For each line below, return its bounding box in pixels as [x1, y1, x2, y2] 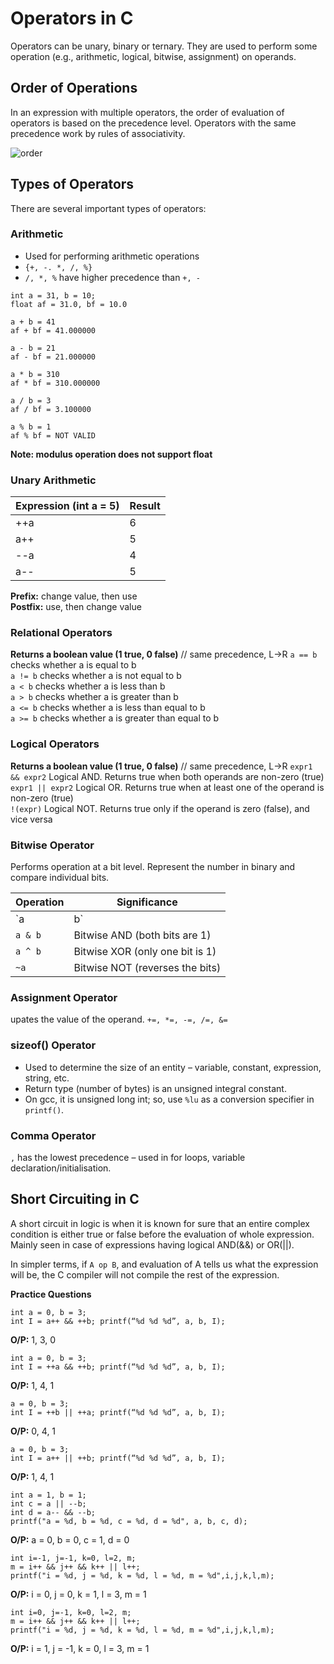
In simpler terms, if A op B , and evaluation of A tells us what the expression [10, 1258, 319, 1270]
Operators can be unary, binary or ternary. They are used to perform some [10, 40, 318, 52]
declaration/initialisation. [10, 1162, 112, 1174]
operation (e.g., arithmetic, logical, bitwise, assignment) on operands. [10, 50, 297, 62]
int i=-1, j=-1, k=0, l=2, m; [10, 1553, 137, 1563]
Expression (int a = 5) [15, 499, 120, 513]
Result [129, 499, 161, 513]
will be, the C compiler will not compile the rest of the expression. [10, 1268, 280, 1281]
